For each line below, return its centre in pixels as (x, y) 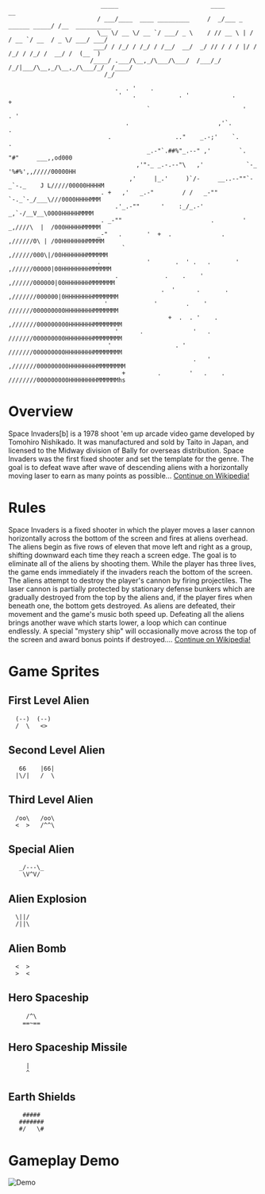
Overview (41, 412)
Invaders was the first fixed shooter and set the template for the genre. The (131, 459)
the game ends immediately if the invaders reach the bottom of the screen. (131, 572)
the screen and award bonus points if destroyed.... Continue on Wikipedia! (130, 639)
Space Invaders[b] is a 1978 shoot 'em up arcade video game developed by (132, 433)
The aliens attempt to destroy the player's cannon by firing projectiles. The (130, 580)
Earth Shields (42, 1097)
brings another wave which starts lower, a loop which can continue (118, 622)
